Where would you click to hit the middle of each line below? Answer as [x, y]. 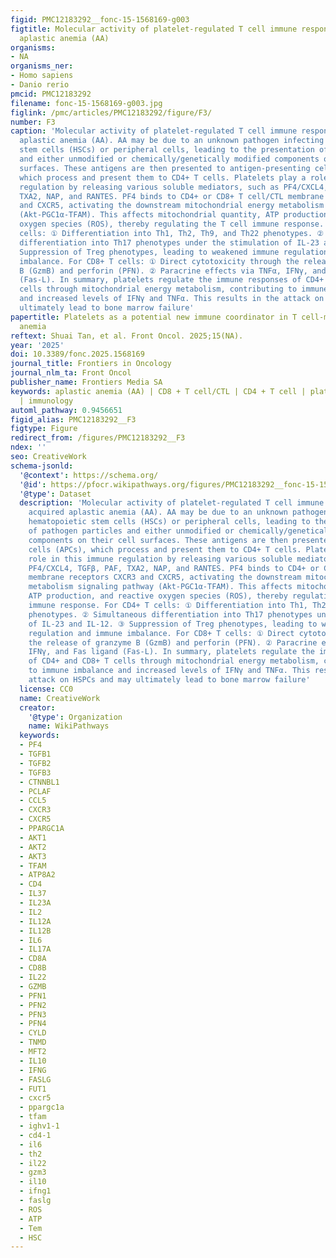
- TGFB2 [35, 763]
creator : [37, 707]
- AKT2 [33, 847]
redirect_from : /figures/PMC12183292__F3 [98, 438]
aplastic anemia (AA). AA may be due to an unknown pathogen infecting [172, 141]
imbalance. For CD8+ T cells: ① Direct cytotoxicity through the [159, 261]
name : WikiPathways [69, 726]
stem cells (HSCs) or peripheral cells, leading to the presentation [167, 150]
